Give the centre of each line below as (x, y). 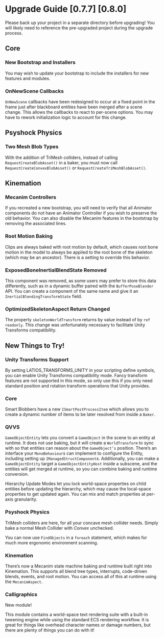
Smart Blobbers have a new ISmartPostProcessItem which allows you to (77, 409)
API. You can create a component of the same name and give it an (72, 291)
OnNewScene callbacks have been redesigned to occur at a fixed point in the (80, 102)
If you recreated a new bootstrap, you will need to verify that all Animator (79, 208)
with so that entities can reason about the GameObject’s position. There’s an (81, 448)
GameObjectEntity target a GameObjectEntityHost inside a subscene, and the (81, 464)
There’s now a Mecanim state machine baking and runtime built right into (79, 566)
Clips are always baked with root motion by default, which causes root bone (82, 247)
